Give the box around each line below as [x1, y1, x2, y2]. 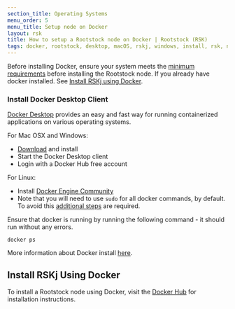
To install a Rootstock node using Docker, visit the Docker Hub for [7, 288, 197, 296]
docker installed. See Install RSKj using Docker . [7, 77, 143, 85]
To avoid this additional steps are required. [17, 202, 141, 210]
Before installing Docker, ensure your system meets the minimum [7, 62, 195, 70]
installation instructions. [7, 295, 76, 303]
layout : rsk [7, 29, 42, 37]
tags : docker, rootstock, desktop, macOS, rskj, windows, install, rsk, [7, 43, 224, 50]
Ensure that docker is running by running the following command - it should [7, 215, 225, 224]
